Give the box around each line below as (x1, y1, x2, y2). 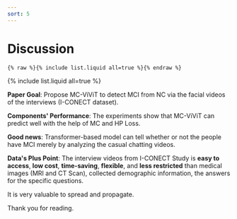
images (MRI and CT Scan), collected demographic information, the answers (7, 169, 231, 177)
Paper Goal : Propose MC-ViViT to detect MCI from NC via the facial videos (7, 90, 226, 99)
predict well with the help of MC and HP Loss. (7, 119, 141, 127)
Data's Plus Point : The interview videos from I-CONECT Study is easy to (7, 153, 220, 162)
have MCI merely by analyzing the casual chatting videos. (7, 140, 175, 148)
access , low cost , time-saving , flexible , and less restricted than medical (7, 161, 223, 170)
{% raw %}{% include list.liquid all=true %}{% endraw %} (7, 64, 182, 71)
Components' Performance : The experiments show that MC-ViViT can (7, 111, 215, 120)
